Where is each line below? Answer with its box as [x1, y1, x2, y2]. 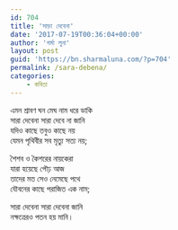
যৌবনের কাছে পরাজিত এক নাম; [10, 183, 91, 194]
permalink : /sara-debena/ [10, 64, 107, 73]
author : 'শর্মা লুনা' [10, 38, 71, 48]
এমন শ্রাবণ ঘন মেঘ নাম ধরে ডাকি [10, 104, 93, 115]
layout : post [10, 47, 59, 56]
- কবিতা [26, 80, 48, 89]
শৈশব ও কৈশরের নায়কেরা [10, 153, 74, 164]
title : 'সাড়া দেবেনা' [10, 22, 75, 31]
